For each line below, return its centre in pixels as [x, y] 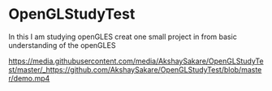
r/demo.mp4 [29, 78]
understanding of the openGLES [62, 45]
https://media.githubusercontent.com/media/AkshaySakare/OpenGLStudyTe [136, 61]
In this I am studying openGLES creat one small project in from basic [123, 37]
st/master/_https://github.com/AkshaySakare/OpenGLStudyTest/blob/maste [135, 69]
